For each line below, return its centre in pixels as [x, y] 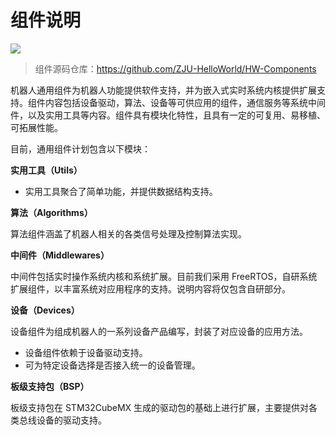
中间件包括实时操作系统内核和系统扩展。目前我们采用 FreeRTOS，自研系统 [164, 276]
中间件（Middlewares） [60, 255]
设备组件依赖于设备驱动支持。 [86, 352]
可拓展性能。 [36, 127]
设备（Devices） [45, 310]
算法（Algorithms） [51, 212]
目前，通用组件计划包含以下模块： [80, 148]
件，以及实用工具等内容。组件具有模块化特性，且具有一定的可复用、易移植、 [168, 115]
